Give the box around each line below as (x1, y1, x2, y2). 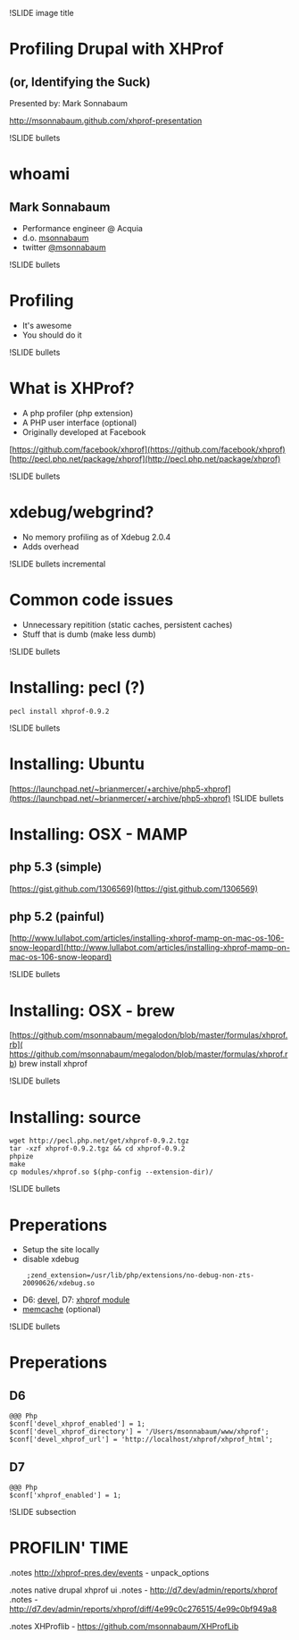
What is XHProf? (9, 379, 135, 398)
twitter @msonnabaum (21, 242, 106, 253)
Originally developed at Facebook (21, 426, 146, 437)
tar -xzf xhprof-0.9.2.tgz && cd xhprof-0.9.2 (9, 1144, 186, 1153)
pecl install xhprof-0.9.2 (9, 707, 110, 715)
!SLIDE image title (9, 8, 74, 18)
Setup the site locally (21, 1244, 100, 1255)
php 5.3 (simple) (9, 859, 103, 874)
